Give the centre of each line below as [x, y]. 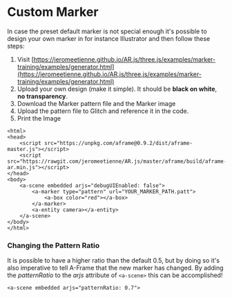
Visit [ [26, 59]
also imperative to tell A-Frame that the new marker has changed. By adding [115, 268]
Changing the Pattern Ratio [54, 245]
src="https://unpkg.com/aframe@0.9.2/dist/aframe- [118, 143]
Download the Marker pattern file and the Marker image [96, 103]
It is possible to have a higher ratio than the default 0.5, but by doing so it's [113, 261]
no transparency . [42, 96]
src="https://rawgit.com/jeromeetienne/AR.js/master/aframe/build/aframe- [117, 161]
